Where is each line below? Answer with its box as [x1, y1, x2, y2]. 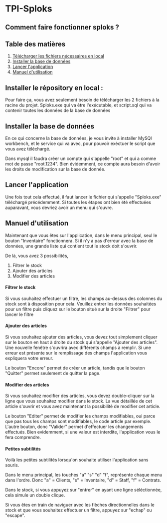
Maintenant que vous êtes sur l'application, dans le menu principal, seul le [5, 232, 158, 238]
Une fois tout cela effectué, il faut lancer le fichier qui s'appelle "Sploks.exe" [5, 193, 162, 200]
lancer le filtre [5, 311, 34, 317]
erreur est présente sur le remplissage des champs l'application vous [5, 350, 148, 356]
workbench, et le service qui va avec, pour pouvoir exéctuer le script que [5, 140, 156, 146]
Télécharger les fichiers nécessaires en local [12, 53, 105, 59]
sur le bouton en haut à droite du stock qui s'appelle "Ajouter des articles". [5, 339, 158, 345]
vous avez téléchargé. [5, 146, 51, 152]
